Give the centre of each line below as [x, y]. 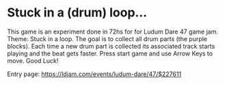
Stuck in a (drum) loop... [77, 13]
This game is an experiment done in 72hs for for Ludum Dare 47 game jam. [113, 32]
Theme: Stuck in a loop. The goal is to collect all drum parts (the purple [107, 38]
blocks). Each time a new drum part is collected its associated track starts [111, 46]
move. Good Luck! [33, 60]
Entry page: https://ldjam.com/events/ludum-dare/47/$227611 [94, 74]
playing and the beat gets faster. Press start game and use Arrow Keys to [110, 53]
